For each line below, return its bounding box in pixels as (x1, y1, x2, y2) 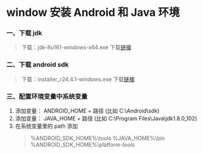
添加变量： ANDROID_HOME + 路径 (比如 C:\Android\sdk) (15, 107, 160, 114)
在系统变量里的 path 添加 (15, 122, 78, 130)
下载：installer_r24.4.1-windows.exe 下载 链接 (21, 75, 135, 83)
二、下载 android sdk (6, 60, 69, 69)
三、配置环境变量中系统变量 (6, 92, 88, 100)
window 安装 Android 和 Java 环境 (6, 5, 180, 19)
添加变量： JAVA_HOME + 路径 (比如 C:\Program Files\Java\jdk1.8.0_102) (15, 115, 198, 122)
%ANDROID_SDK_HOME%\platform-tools (30, 141, 135, 149)
